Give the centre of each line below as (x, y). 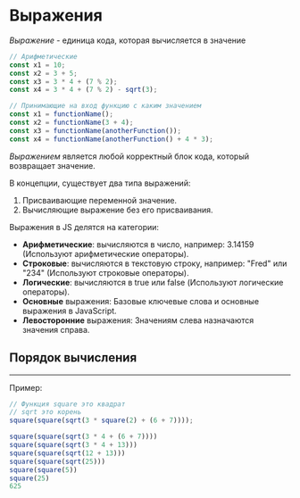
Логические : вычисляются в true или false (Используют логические (153, 282)
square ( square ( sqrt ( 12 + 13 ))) (67, 453)
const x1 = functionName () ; (62, 114)
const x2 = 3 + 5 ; (43, 73)
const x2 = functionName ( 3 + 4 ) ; (71, 123)
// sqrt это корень (46, 412)
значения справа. (56, 329)
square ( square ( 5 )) (43, 469)
